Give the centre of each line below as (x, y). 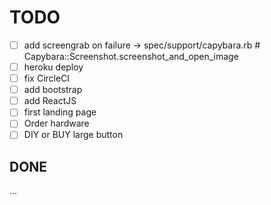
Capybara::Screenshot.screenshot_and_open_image (131, 56)
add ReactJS (50, 101)
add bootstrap (53, 90)
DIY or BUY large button (73, 135)
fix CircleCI (47, 78)
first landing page (60, 112)
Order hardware (56, 123)
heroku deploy (53, 67)
